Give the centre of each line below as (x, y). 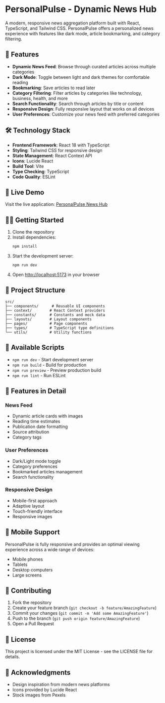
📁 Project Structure (35, 290)
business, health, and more (40, 98)
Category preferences (35, 466)
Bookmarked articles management (47, 471)
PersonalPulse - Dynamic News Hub (81, 9)
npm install (25, 247)
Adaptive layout (28, 506)
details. (13, 657)
